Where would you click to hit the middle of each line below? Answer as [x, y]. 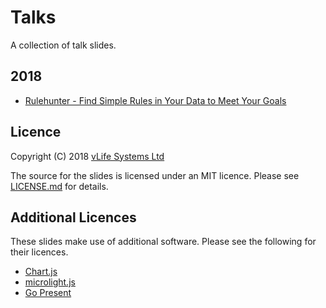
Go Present [48, 293]
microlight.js [50, 282]
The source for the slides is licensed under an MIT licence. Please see [155, 175]
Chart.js [41, 272]
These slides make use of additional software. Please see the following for [163, 242]
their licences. [39, 252]
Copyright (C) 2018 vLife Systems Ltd [87, 156]
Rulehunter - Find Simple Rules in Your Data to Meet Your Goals [155, 100]
